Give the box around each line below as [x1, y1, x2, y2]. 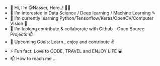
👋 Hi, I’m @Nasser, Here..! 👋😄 [10, 5, 71, 10]
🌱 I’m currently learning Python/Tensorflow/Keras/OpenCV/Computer [10, 15, 154, 21]
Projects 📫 [10, 31, 34, 37]
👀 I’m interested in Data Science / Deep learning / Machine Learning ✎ [10, 10, 156, 16]
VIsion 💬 [10, 20, 28, 26]
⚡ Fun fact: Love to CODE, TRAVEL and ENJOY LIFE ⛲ [10, 48, 122, 54]
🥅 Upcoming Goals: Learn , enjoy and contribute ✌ [10, 39, 115, 45]
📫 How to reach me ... [10, 56, 57, 62]
